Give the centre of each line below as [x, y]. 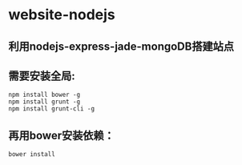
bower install [32, 155]
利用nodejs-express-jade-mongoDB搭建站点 [121, 46]
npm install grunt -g [44, 102]
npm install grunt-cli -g [51, 109]
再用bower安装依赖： [61, 135]
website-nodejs [62, 15]
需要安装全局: [42, 76]
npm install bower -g [44, 95]
